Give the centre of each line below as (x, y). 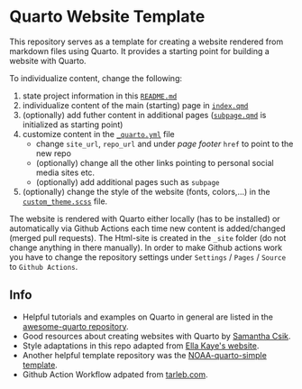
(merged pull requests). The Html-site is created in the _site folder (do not (148, 237)
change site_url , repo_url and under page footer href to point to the (165, 144)
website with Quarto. (48, 60)
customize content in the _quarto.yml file (99, 134)
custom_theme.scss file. (65, 201)
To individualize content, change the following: (96, 78)
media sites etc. (65, 172)
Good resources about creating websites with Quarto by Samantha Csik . (156, 336)
